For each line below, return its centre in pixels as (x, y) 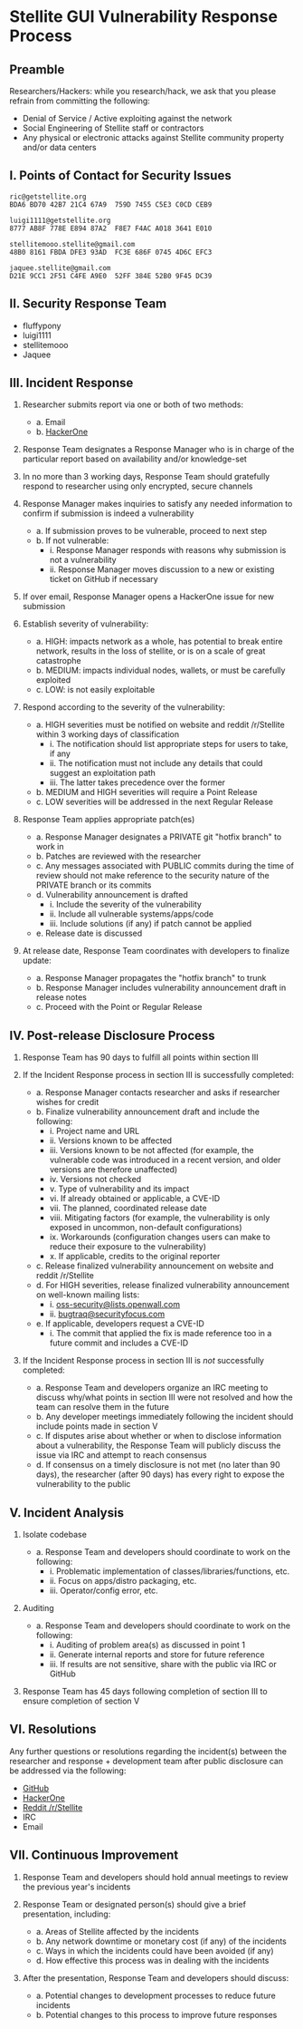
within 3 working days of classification (108, 734)
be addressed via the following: (68, 1771)
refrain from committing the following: (80, 101)
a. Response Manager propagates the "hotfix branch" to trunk (151, 978)
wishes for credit (67, 1102)
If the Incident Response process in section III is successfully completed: (158, 1075)
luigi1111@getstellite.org (60, 220)
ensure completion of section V (81, 1701)
